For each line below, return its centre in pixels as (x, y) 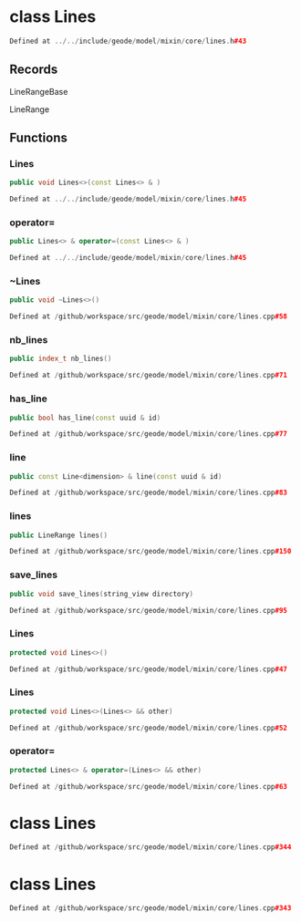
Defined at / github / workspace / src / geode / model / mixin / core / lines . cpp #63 (148, 786)
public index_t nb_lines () (61, 359)
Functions (39, 138)
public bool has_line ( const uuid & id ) (85, 418)
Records (34, 70)
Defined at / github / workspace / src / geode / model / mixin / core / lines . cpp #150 (150, 552)
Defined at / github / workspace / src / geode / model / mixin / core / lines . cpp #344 (150, 847)
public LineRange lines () (58, 535)
